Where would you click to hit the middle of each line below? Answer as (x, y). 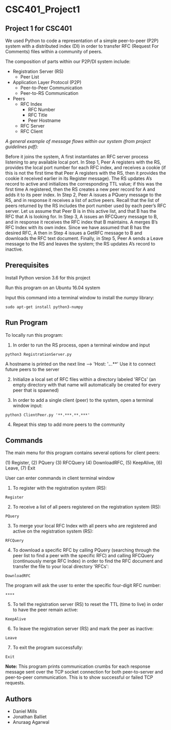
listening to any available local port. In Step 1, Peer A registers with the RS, (83, 162)
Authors (19, 699)
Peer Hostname (44, 120)
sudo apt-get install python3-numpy (44, 307)
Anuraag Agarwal (31, 722)
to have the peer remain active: (45, 610)
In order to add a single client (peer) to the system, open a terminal (83, 400)
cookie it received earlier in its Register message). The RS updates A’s (79, 178)
